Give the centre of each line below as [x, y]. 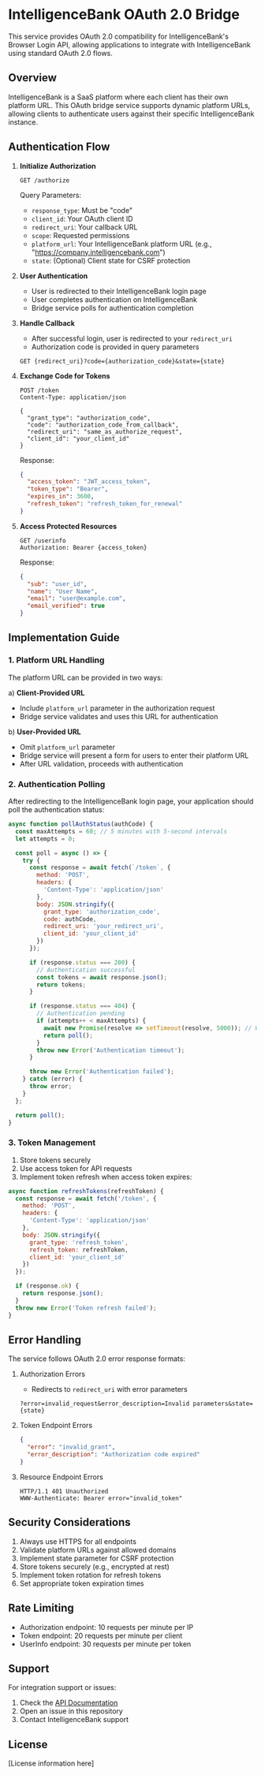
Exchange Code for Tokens [65, 375]
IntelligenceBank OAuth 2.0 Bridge [124, 15]
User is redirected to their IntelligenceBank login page [119, 291]
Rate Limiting [41, 1608]
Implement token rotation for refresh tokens [90, 1575]
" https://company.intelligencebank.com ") [98, 252]
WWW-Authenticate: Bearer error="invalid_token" [101, 1498]
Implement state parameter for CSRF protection [97, 1558]
